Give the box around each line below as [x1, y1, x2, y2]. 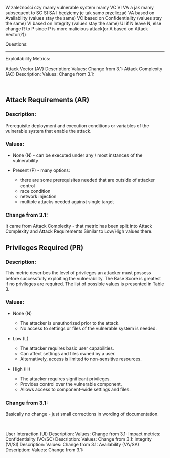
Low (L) [12, 335, 29, 342]
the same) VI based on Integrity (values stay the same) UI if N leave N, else [5, 20, 162, 26]
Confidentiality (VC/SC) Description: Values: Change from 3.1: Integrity [5, 436, 152, 442]
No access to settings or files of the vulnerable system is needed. [20, 325, 157, 332]
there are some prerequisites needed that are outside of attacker [20, 177, 155, 183]
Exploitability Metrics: [5, 56, 51, 62]
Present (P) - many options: [12, 167, 70, 173]
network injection [20, 193, 57, 199]
